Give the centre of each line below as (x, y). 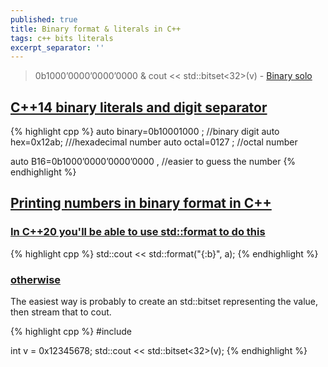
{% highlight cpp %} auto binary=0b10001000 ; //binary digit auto (145, 132)
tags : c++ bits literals (62, 38)
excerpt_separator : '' (57, 47)
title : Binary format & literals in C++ (96, 29)
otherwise (36, 279)
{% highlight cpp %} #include (71, 332)
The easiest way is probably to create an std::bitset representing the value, (164, 302)
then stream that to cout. (61, 312)
